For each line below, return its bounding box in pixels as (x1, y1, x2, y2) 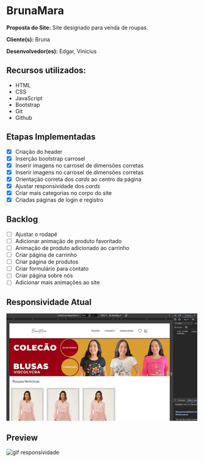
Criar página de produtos (15, 258, 79, 266)
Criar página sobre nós (15, 272, 73, 279)
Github (15, 114, 32, 121)
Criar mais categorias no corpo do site (15, 189, 112, 196)
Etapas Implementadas (6, 132, 96, 142)
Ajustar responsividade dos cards (15, 182, 101, 189)
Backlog (6, 215, 38, 225)
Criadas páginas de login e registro (15, 196, 104, 204)
